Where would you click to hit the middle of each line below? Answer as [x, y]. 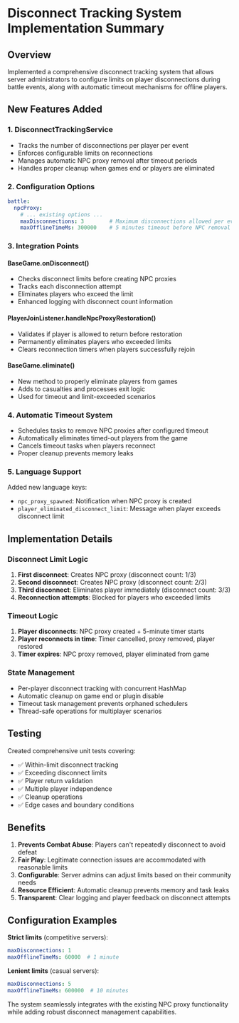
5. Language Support [44, 472]
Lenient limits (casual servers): [53, 971]
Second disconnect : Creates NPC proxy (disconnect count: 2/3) [112, 583]
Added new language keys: [47, 488]
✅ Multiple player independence [65, 788]
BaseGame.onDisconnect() [48, 263]
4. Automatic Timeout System [60, 415]
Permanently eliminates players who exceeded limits [95, 341]
